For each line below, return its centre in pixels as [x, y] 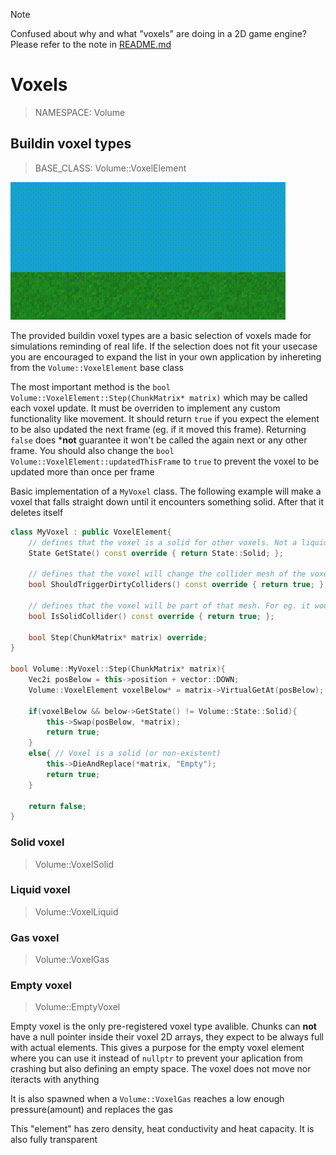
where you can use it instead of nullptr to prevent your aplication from [156, 1058]
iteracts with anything [55, 1080]
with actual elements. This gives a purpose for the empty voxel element [157, 1048]
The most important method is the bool [90, 386]
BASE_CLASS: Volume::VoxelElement [110, 168]
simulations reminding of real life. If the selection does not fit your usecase [164, 346]
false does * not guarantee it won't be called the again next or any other [159, 440]
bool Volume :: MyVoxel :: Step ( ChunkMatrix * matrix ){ [118, 669]
